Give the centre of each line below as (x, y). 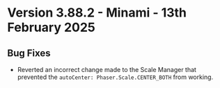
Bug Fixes (29, 53)
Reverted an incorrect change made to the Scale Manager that (107, 70)
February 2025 (51, 27)
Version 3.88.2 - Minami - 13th (97, 13)
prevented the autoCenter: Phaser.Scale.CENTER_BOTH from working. (115, 77)
